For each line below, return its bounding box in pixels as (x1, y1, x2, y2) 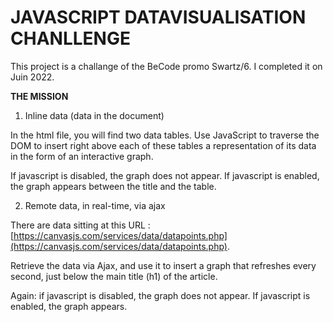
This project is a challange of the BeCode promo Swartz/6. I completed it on (10, 60, 323, 72)
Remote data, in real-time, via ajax (24, 199, 166, 211)
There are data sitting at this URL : (10, 219, 151, 231)
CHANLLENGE (10, 27, 131, 50)
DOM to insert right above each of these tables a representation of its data (10, 139, 317, 151)
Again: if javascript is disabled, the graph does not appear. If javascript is (10, 289, 311, 301)
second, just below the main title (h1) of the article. (10, 270, 218, 282)
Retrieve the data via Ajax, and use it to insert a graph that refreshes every (10, 259, 317, 271)
